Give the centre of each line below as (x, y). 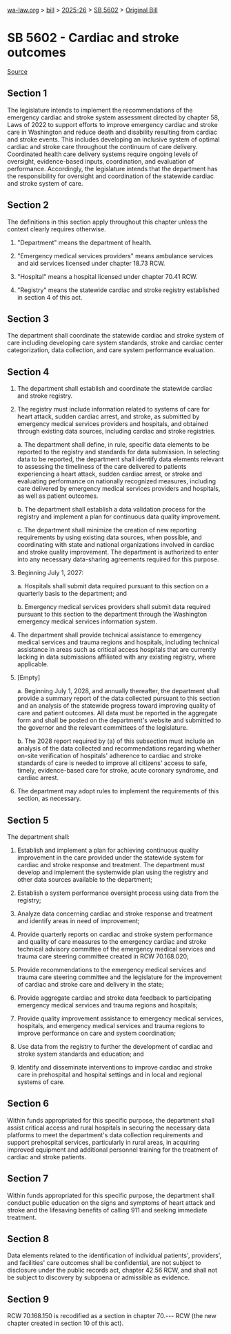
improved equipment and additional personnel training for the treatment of (113, 1150)
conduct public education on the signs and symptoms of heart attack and (111, 1202)
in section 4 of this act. (50, 297)
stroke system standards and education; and (80, 1054)
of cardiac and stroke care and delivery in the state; (90, 984)
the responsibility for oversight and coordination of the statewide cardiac (110, 176)
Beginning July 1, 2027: (50, 573)
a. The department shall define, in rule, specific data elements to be (113, 445)
